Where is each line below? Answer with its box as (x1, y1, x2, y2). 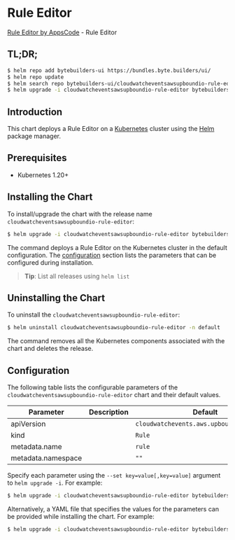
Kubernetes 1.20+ (17, 170, 69, 179)
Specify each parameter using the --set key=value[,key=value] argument (7, 471, 221, 480)
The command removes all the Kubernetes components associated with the (7, 337, 225, 345)
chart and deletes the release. (7, 345, 94, 353)
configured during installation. (7, 258, 94, 267)
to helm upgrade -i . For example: (7, 478, 103, 487)
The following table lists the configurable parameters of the (7, 383, 178, 392)
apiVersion (10, 419, 46, 429)
